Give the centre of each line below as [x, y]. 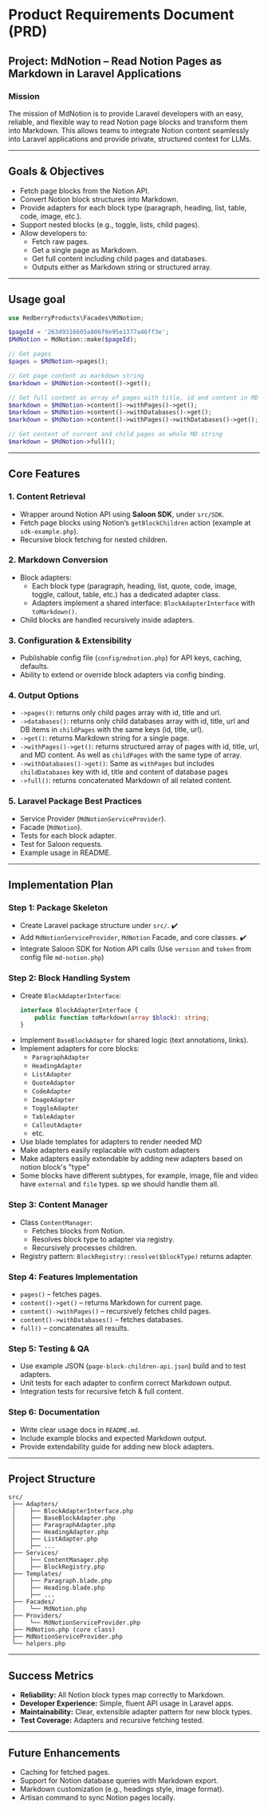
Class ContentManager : [56, 1222]
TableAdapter [53, 1117]
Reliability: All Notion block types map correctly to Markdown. [122, 1695]
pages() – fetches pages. [61, 1294]
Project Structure [52, 1479]
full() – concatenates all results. [74, 1328]
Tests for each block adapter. [68, 836]
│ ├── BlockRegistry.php [58, 1567]
